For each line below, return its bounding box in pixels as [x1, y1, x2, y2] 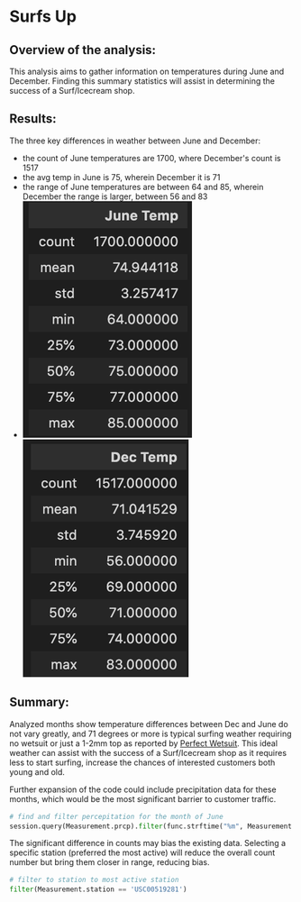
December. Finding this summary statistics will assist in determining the [9, 76, 276, 87]
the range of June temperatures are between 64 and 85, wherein [22, 181, 264, 192]
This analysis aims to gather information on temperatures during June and [9, 66, 285, 77]
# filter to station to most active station [9, 876, 179, 885]
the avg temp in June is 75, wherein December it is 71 [22, 171, 221, 182]
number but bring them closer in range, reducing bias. [9, 857, 210, 868]
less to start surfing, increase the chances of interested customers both [9, 757, 276, 768]
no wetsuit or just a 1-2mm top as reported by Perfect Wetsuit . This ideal [9, 737, 278, 749]
